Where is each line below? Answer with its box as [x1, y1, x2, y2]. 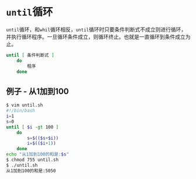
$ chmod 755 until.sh [6, 157, 59, 163]
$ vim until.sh [6, 102, 43, 109]
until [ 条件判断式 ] [6, 52, 54, 58]
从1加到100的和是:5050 [6, 168, 56, 174]
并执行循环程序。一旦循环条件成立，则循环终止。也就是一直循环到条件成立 [6, 33, 185, 40]
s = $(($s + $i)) [27, 135, 59, 141]
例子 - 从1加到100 [6, 86, 69, 96]
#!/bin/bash [6, 108, 35, 114]
